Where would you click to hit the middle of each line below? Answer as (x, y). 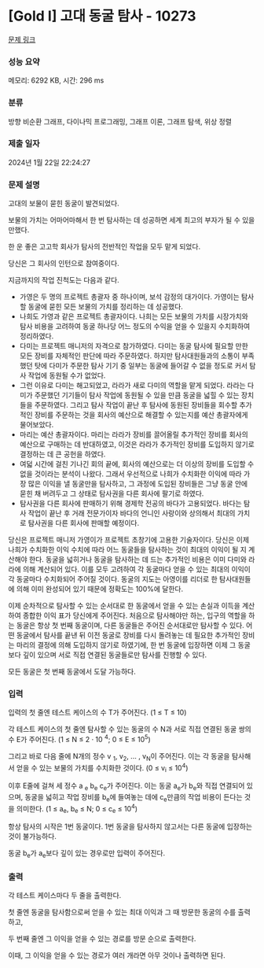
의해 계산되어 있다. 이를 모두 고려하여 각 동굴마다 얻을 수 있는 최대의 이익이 (137, 569)
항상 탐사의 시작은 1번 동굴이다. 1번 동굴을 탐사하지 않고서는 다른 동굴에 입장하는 (130, 826)
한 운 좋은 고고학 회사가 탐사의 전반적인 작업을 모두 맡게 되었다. (104, 247)
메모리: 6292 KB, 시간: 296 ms (56, 80)
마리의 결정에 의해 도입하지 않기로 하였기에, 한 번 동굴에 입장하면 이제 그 (126, 645)
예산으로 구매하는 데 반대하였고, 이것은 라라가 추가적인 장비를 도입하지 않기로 (137, 445)
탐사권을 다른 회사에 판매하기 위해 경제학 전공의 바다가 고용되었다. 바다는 (130, 504)
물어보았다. (37, 425)
